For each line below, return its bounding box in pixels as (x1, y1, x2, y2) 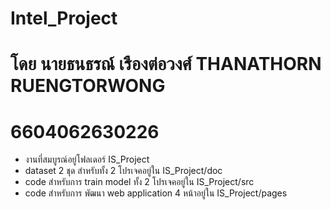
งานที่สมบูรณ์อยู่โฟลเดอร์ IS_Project (24, 153, 150, 166)
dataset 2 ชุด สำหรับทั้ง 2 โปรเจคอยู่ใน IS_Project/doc (24, 165, 223, 177)
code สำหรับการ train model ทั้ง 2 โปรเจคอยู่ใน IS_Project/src (24, 176, 255, 188)
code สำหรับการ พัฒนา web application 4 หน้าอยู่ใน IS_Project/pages (24, 187, 288, 199)
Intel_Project (10, 7, 118, 30)
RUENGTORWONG (10, 75, 166, 97)
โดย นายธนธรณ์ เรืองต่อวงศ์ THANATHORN (10, 53, 322, 76)
